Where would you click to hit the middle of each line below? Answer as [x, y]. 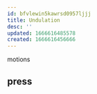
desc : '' [20, 26]
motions [19, 59]
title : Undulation [34, 20]
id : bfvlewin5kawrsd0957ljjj [49, 14]
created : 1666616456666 [42, 40]
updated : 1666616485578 [42, 33]
